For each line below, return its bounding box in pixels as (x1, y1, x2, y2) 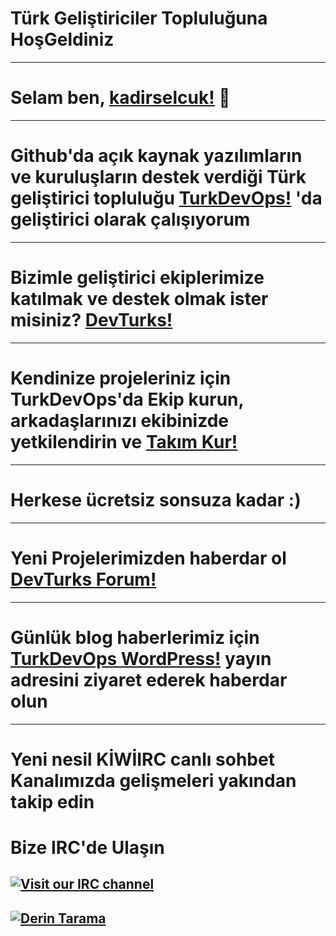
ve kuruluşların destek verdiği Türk (10, 166, 307, 189)
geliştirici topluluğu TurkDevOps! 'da (10, 187, 323, 210)
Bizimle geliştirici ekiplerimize (10, 267, 265, 289)
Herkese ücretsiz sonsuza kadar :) (10, 488, 302, 511)
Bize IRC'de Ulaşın (10, 836, 165, 859)
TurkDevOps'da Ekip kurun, (10, 388, 245, 411)
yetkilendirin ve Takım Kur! (10, 430, 238, 453)
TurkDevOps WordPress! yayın (10, 647, 272, 670)
